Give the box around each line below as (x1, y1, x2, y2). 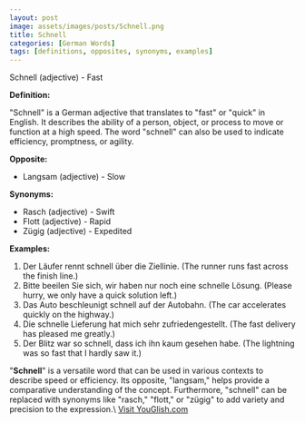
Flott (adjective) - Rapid (22, 216, 112, 227)
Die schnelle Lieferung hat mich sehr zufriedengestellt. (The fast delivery (22, 319, 297, 330)
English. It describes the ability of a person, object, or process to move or (9, 117, 284, 128)
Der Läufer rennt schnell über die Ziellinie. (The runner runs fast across (22, 261, 289, 272)
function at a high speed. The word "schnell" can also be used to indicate (9, 126, 284, 137)
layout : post (9, 13, 59, 23)
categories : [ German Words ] (9, 38, 116, 48)
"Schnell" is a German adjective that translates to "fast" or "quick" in (9, 107, 266, 118)
